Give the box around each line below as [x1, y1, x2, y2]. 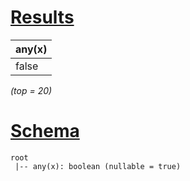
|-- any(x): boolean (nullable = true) [14, 161, 182, 171]
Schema [10, 120, 80, 143]
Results [10, 6, 75, 29]
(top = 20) [10, 84, 53, 96]
